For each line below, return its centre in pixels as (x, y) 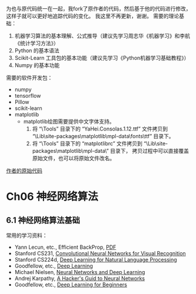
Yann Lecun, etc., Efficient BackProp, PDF (65, 247)
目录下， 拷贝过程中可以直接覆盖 (150, 151)
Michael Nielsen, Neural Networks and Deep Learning (80, 272)
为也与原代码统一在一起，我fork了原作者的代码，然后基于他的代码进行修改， (99, 9)
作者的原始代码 (24, 171)
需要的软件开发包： (29, 78)
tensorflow (28, 96)
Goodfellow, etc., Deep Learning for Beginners (71, 285)
